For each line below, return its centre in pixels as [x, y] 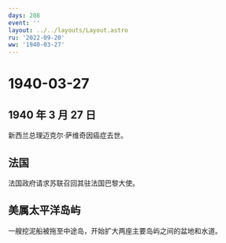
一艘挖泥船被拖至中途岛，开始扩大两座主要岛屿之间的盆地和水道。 [115, 230]
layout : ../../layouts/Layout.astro [68, 30]
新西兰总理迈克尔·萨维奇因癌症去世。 [68, 136]
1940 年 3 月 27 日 [52, 115]
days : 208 [24, 15]
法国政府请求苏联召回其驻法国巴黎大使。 [74, 183]
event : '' [24, 23]
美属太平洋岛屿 [44, 210]
